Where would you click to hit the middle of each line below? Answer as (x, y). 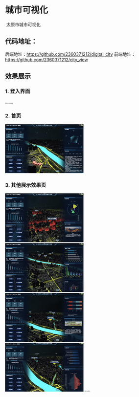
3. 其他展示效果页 (26, 185)
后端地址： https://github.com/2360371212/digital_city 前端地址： (70, 54)
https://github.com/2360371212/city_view (46, 60)
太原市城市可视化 (23, 24)
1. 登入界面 (18, 91)
